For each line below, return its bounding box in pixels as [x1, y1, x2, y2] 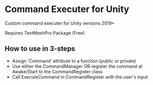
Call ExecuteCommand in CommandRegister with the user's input [12, 74, 148, 80]
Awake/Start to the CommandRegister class [12, 68, 103, 74]
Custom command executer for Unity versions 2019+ [5, 20, 115, 26]
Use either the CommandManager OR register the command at [12, 63, 142, 69]
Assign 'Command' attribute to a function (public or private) [12, 58, 137, 64]
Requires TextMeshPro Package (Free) [5, 30, 85, 36]
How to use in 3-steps [5, 44, 75, 53]
